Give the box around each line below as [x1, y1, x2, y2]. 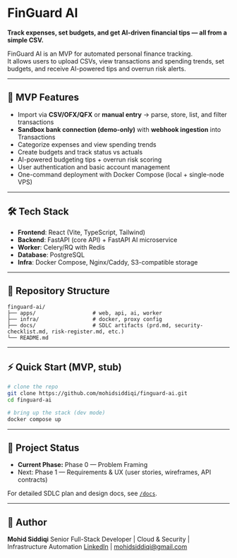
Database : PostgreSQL [17, 250, 85, 259]
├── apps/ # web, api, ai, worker [7, 310, 162, 317]
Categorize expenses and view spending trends [17, 140, 157, 149]
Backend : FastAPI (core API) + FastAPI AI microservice [17, 235, 178, 244]
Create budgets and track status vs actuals [17, 147, 143, 156]
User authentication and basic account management [17, 162, 171, 171]
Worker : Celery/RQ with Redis [17, 243, 106, 251]
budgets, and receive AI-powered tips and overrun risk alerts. [7, 64, 186, 73]
